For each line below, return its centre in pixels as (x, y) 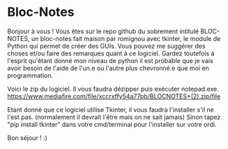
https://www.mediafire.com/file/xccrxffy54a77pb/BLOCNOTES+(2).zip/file (114, 96)
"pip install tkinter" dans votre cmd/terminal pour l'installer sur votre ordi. (112, 124)
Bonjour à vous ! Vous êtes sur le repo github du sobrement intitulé (103, 31)
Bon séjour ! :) (27, 138)
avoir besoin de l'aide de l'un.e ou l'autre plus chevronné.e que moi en (108, 68)
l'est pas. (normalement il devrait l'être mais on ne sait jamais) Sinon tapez (114, 117)
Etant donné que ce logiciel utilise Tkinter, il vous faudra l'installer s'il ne (111, 109)
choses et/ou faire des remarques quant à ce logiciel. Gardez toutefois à (111, 53)
